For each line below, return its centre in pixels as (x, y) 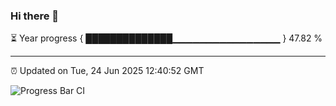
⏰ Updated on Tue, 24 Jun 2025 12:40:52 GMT (107, 71)
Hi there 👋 (35, 16)
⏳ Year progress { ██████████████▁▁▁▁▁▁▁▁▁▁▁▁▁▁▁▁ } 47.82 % (166, 38)
